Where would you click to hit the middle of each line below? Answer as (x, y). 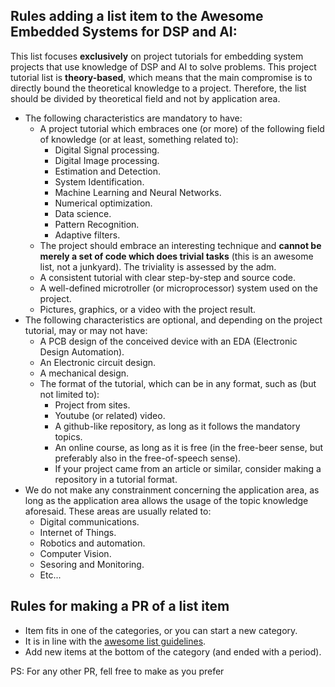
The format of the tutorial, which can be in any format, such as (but (178, 383)
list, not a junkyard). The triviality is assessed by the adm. (158, 266)
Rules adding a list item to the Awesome (137, 16)
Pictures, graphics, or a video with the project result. (148, 309)
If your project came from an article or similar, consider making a (188, 468)
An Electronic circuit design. (98, 362)
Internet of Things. (78, 532)
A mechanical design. (84, 373)
